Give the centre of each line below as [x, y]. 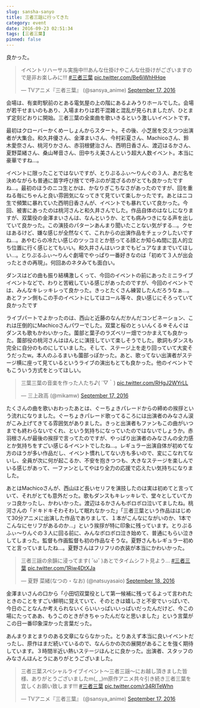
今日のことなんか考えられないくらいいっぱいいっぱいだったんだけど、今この [100, 608]
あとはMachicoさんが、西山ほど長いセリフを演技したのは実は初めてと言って [100, 488]
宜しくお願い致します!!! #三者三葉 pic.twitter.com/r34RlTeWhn [97, 686]
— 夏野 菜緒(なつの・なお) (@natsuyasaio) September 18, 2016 [98, 581]
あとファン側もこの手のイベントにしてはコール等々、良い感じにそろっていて [100, 298]
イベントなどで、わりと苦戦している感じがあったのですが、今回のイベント [97, 283]
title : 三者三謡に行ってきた [38, 17]
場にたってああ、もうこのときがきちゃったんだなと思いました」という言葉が [100, 616]
